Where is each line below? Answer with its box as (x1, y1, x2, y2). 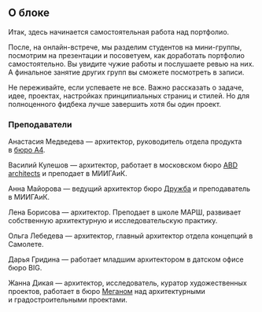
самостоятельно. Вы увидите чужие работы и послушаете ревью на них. (8, 59, 254, 68)
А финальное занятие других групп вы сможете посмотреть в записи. (8, 67, 245, 77)
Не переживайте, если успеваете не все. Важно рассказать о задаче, (8, 83, 244, 92)
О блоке (8, 6, 50, 20)
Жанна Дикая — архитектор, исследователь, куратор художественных (8, 278, 248, 288)
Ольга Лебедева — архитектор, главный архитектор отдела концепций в (8, 231, 253, 240)
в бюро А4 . (8, 145, 46, 155)
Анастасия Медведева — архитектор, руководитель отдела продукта (8, 137, 242, 146)
